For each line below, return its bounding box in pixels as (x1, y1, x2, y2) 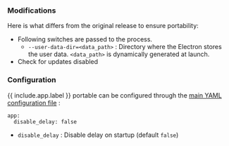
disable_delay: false (13, 118, 78, 125)
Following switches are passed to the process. (17, 35, 153, 44)
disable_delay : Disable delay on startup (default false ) (17, 131, 179, 139)
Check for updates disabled (17, 58, 99, 66)
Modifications (7, 6, 56, 15)
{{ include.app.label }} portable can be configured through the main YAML (7, 91, 222, 100)
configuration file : (7, 98, 61, 107)
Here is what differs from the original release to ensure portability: (7, 22, 199, 30)
